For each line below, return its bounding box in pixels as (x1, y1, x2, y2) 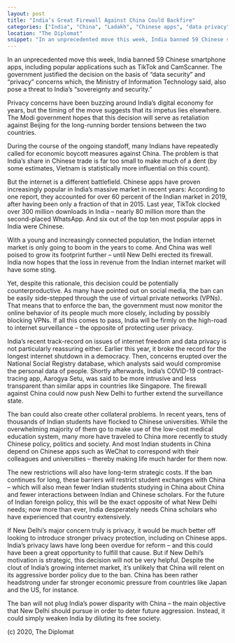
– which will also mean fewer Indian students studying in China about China (7, 483, 225, 491)
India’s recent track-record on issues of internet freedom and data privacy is (7, 337, 227, 346)
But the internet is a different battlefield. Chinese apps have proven (7, 178, 201, 186)
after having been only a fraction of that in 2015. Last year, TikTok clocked (7, 200, 220, 208)
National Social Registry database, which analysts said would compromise (7, 359, 222, 368)
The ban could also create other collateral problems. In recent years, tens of (7, 410, 227, 419)
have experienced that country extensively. (7, 513, 131, 521)
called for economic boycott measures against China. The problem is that (7, 150, 219, 158)
